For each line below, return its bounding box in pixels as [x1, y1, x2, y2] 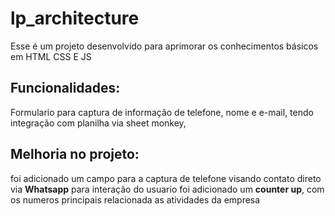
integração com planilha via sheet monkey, [10, 117, 187, 129]
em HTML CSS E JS [10, 50, 92, 62]
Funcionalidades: [10, 80, 121, 97]
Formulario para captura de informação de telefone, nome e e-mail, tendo [10, 106, 314, 118]
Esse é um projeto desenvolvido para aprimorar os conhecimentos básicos [10, 40, 319, 52]
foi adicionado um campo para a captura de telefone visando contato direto [10, 172, 322, 184]
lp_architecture [10, 7, 140, 30]
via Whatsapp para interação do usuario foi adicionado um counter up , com [10, 183, 325, 195]
